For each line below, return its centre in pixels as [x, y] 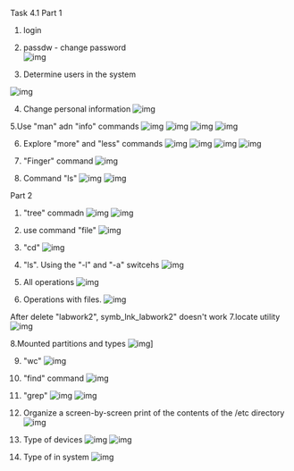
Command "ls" [50, 178]
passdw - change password [75, 47]
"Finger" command [58, 161]
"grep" [35, 395]
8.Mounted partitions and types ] [82, 344]
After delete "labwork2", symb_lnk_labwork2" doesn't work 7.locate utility [145, 317]
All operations [49, 282]
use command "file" [60, 230]
